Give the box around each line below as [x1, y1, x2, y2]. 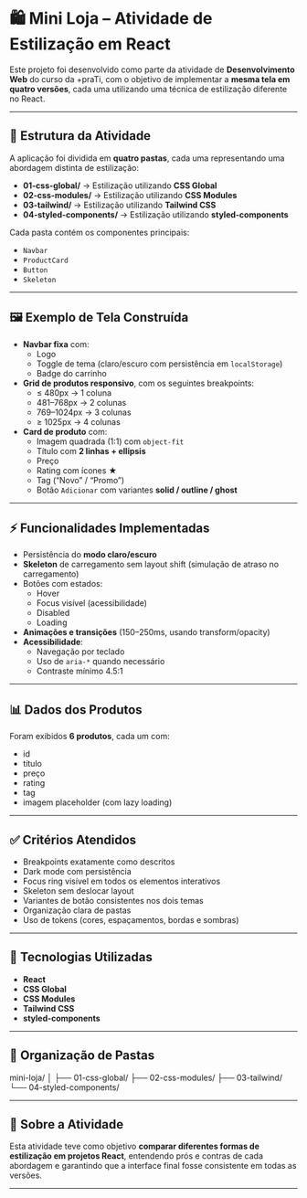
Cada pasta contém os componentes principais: [9, 227, 190, 238]
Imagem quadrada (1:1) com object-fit [36, 436, 185, 447]
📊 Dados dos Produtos [9, 702, 143, 717]
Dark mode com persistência [22, 866, 132, 876]
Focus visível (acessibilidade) [36, 598, 148, 609]
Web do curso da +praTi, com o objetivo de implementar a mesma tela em [9, 73, 291, 84]
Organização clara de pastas [22, 905, 132, 916]
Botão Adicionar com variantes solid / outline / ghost [36, 484, 238, 495]
